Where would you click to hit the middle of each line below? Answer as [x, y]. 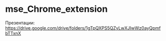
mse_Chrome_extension [56, 9]
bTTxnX [13, 33]
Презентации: [20, 23]
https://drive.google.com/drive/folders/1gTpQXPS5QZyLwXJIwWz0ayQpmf [83, 28]
